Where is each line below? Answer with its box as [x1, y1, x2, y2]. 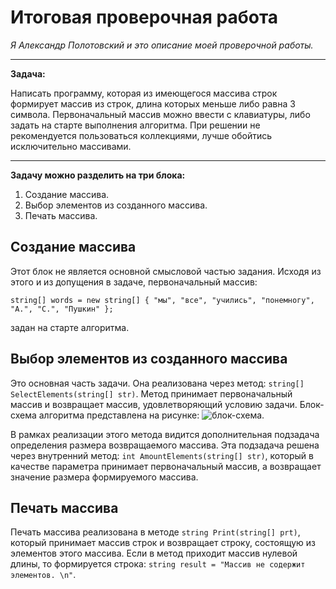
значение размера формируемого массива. [10, 471, 199, 483]
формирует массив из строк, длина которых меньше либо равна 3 [10, 97, 296, 110]
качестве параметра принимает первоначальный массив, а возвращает [10, 460, 322, 472]
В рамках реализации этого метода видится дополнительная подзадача [10, 428, 320, 440]
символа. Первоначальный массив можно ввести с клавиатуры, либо [10, 108, 311, 120]
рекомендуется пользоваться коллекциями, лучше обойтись [10, 129, 273, 141]
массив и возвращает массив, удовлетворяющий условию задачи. [10, 398, 298, 410]
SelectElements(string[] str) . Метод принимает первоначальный [10, 387, 293, 400]
